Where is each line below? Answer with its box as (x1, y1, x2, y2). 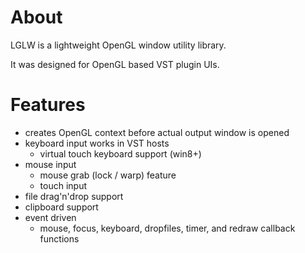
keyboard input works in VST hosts (24, 137, 170, 149)
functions (39, 232, 80, 245)
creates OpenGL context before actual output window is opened (24, 126, 290, 138)
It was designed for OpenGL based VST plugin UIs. (10, 58, 220, 70)
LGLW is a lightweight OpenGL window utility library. (10, 39, 227, 51)
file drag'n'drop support (24, 190, 124, 202)
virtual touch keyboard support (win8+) (39, 147, 202, 160)
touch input (39, 179, 88, 191)
